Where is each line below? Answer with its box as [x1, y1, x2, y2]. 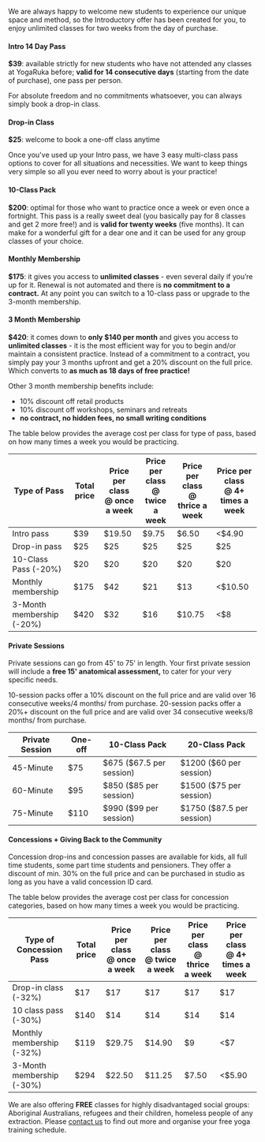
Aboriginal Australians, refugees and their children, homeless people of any [8, 1108, 254, 1118]
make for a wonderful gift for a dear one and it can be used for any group [8, 228, 246, 237]
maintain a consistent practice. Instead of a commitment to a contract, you [8, 349, 250, 359]
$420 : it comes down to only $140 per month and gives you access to [8, 333, 239, 342]
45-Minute [12, 763, 54, 774]
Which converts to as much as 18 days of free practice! [8, 366, 191, 375]
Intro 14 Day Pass [8, 41, 66, 50]
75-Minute [12, 808, 54, 819]
